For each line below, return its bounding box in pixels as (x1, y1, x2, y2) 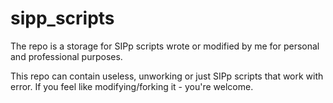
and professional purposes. (10, 50, 123, 62)
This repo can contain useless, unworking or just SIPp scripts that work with (10, 70, 324, 82)
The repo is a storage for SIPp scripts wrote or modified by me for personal (10, 40, 320, 52)
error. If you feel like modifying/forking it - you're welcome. (10, 80, 254, 92)
